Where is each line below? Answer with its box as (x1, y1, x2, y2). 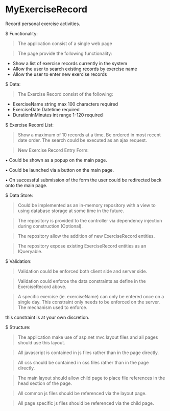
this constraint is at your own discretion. (5, 314, 90, 320)
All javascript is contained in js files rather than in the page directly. (17, 350, 159, 356)
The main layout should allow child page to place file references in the (17, 375, 165, 381)
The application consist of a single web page (17, 40, 112, 47)
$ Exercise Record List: (5, 121, 54, 128)
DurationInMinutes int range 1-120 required (12, 112, 103, 118)
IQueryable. (17, 248, 43, 254)
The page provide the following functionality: (17, 50, 112, 56)
